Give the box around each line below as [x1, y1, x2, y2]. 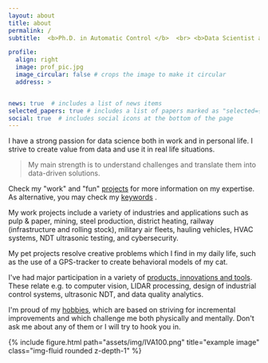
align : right [15, 56, 59, 64]
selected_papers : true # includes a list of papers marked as [8, 107, 219, 115]
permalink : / [8, 26, 52, 34]
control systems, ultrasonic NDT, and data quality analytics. [8, 290, 204, 299]
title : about [8, 19, 52, 27]
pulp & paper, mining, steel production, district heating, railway [8, 216, 214, 226]
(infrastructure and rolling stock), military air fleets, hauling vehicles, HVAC [8, 225, 254, 235]
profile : [8, 49, 37, 57]
